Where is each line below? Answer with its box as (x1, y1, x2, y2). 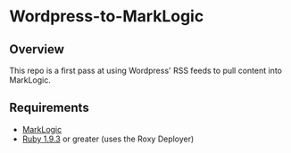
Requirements (9, 101, 89, 116)
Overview (9, 42, 65, 57)
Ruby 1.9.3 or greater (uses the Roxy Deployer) (21, 133, 195, 144)
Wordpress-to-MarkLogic (9, 6, 204, 27)
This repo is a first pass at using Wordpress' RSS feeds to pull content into (9, 65, 283, 76)
